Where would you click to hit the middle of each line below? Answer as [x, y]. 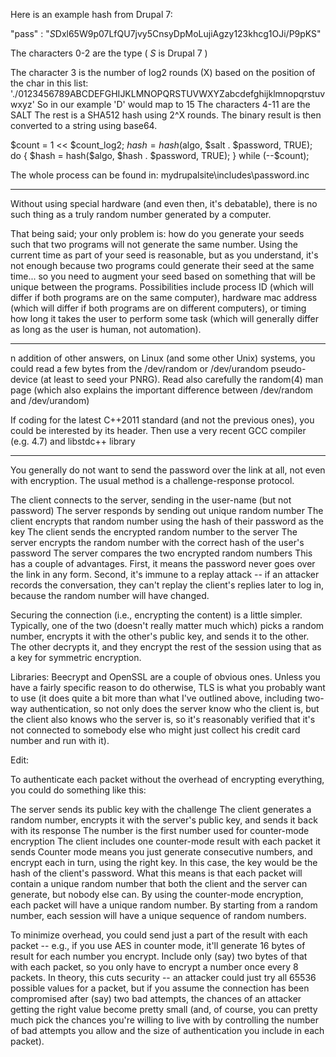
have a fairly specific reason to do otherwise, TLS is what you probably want [168, 687]
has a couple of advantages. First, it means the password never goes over [163, 563]
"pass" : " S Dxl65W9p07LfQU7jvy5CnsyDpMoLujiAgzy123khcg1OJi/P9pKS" [166, 33]
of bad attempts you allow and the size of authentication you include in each [167, 1030]
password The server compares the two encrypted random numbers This [161, 553]
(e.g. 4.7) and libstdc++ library [73, 441]
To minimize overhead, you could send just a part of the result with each [159, 935]
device [24, 379]
